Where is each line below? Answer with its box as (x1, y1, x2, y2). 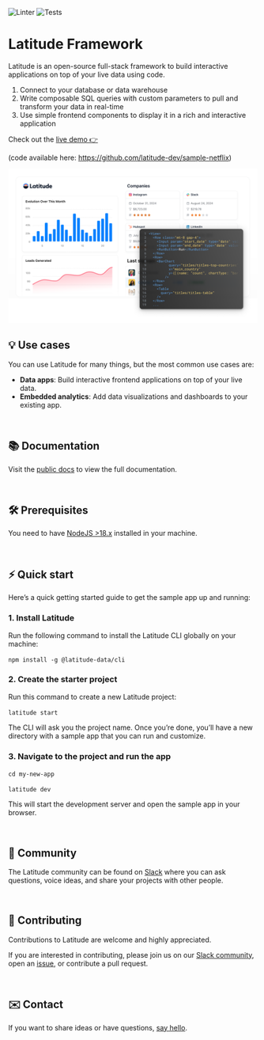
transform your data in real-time (19, 101, 124, 111)
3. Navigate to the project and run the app (8, 750, 172, 761)
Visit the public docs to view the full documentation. (8, 464, 178, 474)
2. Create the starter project (8, 674, 118, 685)
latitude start (8, 708, 58, 716)
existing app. (19, 400, 62, 409)
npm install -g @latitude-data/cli (8, 655, 126, 664)
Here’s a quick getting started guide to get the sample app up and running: (8, 593, 251, 602)
